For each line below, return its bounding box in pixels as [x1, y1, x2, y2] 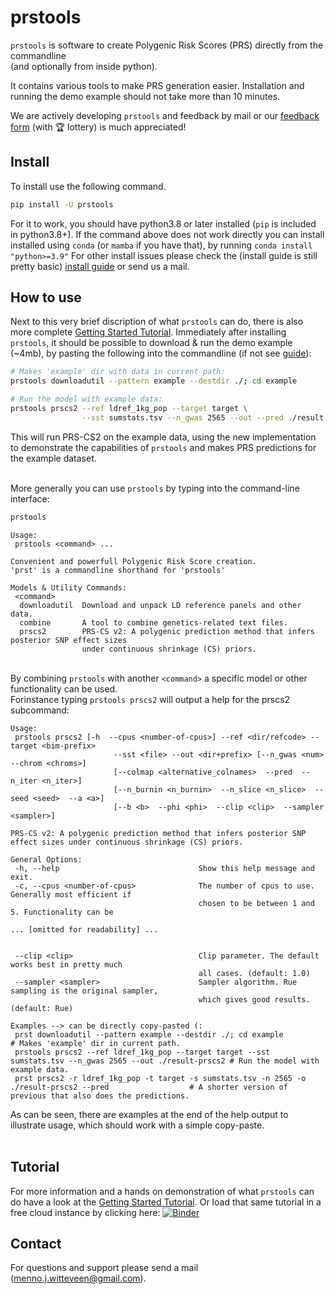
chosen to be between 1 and [198, 898, 315, 908]
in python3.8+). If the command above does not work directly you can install [10, 228, 325, 240]
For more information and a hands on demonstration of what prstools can [10, 1185, 315, 1197]
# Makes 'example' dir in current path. [10, 1038, 182, 1048]
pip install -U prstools [10, 199, 114, 210]
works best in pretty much [10, 959, 123, 970]
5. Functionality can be [10, 907, 114, 917]
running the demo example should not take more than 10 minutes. [10, 90, 281, 102]
